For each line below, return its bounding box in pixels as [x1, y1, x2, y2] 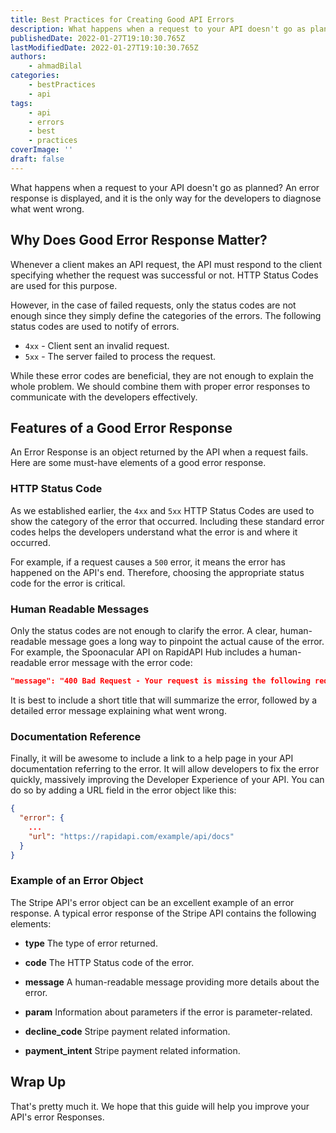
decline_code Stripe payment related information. [24, 1025, 231, 1037]
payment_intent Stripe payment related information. [24, 1044, 241, 1056]
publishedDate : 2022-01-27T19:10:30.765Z [10, 33, 186, 43]
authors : [10, 52, 47, 62]
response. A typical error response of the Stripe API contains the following [10, 907, 317, 919]
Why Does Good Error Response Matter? [10, 232, 268, 249]
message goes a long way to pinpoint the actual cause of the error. [48, 635, 325, 647]
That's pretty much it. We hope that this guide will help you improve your [10, 1100, 310, 1112]
